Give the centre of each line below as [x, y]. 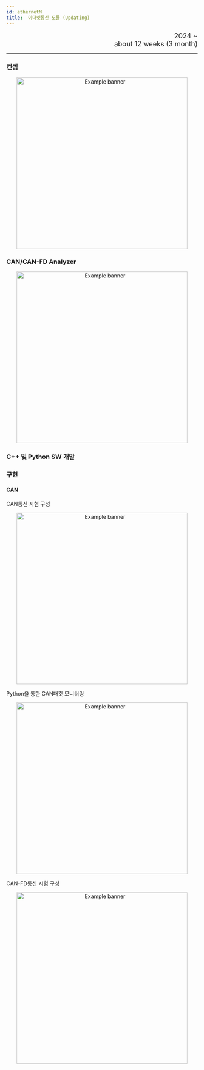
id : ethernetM [24, 12]
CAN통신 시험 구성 [28, 504]
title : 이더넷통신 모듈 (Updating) [48, 18]
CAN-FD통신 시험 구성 [33, 883]
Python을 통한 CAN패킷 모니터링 [45, 694]
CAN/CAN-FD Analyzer [41, 262]
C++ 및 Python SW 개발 [40, 457]
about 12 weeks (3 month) [156, 44]
